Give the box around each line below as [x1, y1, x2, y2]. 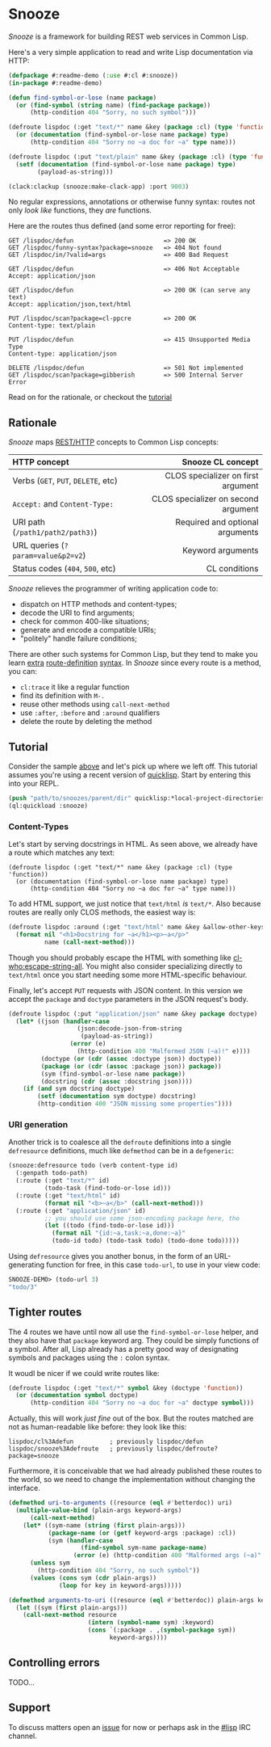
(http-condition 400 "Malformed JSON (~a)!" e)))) [77, 1047, 251, 1055]
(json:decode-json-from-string [77, 1025, 182, 1033]
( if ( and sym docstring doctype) [23, 1084, 135, 1093]
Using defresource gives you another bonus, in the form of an [8, 1252, 213, 1261]
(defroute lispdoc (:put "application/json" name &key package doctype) [8, 1009, 258, 1018]
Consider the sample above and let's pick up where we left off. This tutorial [8, 761, 258, 772]
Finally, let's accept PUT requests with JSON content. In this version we [8, 985, 244, 995]
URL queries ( [12, 540, 65, 551]
